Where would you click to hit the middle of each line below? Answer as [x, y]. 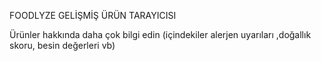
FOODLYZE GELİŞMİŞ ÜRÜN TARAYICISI [93, 15]
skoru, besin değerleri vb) [62, 45]
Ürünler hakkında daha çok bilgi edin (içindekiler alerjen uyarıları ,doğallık [160, 34]
